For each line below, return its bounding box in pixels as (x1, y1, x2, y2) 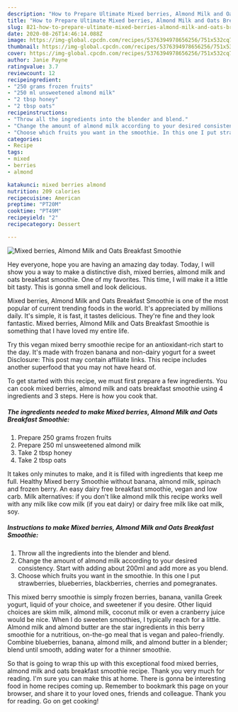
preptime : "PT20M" (7, 201, 62, 208)
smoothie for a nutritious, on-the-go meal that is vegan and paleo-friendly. (7, 630, 225, 638)
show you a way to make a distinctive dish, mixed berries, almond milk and (7, 267, 225, 276)
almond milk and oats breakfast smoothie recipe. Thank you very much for (7, 667, 225, 675)
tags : (7, 149, 23, 156)
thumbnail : (7, 43, 40, 50)
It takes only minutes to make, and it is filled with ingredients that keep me (7, 469, 223, 478)
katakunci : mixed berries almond (7, 181, 106, 188)
